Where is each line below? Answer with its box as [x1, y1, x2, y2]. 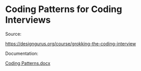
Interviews [5, 14, 51, 26]
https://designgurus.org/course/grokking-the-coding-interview [5, 40, 136, 46]
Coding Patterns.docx [5, 60, 50, 66]
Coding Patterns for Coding [5, 4, 122, 15]
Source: [5, 31, 22, 37]
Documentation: [5, 50, 39, 56]
